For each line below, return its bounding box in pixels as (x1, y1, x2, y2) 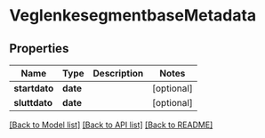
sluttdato (13, 97, 53, 109)
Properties (9, 41, 69, 56)
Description (92, 68, 144, 79)
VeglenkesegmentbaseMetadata (9, 5, 257, 26)
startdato (13, 82, 54, 94)
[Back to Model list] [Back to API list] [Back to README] (9, 119, 213, 130)
